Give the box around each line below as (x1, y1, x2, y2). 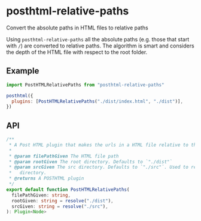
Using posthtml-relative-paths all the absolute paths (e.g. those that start (6, 35, 190, 43)
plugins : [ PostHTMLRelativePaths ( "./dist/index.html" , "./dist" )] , (11, 98, 184, 104)
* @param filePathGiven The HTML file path (8, 153, 119, 159)
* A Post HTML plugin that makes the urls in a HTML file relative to (8, 142, 188, 148)
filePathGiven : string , (11, 192, 71, 198)
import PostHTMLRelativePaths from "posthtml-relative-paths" (6, 82, 165, 88)
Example (6, 66, 39, 76)
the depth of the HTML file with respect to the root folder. (6, 48, 148, 55)
